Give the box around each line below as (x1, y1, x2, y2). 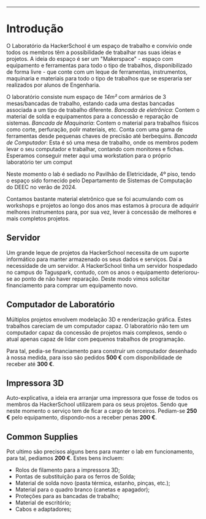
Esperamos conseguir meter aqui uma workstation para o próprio (6, 152, 171, 159)
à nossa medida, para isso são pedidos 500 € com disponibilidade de (6, 354, 183, 361)
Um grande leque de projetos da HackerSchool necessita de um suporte (6, 249, 189, 256)
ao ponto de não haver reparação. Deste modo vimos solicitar (13, 275, 170, 283)
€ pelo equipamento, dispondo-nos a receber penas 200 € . (6, 414, 158, 421)
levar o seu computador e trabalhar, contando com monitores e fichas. (6, 145, 185, 152)
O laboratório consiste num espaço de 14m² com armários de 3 (6, 93, 167, 100)
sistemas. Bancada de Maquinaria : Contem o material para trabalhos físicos (6, 119, 199, 127)
